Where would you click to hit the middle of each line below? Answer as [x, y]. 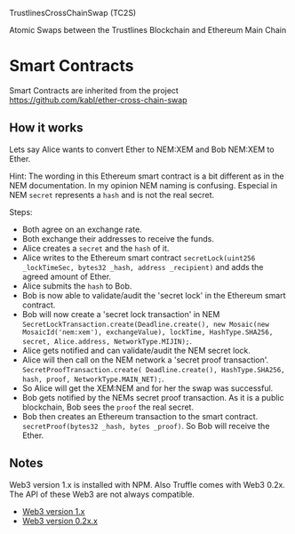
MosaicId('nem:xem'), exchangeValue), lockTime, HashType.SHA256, [147, 332]
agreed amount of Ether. [67, 276]
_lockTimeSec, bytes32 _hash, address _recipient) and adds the [143, 267]
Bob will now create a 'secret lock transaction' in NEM [121, 314]
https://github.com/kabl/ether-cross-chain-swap [99, 100]
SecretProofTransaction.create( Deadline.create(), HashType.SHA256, [154, 370]
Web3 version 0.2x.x [60, 521]
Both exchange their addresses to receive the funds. [118, 238]
